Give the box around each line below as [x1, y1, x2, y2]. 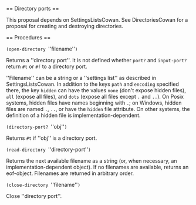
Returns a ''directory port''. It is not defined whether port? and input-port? [6, 57, 187, 63]
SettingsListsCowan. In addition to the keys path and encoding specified [6, 80, 179, 88]
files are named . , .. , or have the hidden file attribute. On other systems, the [6, 106, 190, 112]
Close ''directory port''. [6, 193, 62, 199]
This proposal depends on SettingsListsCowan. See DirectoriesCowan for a [6, 16, 188, 23]
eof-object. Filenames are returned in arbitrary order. [6, 170, 134, 177]
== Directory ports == [6, 5, 60, 12]
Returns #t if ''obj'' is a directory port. [6, 135, 97, 142]
